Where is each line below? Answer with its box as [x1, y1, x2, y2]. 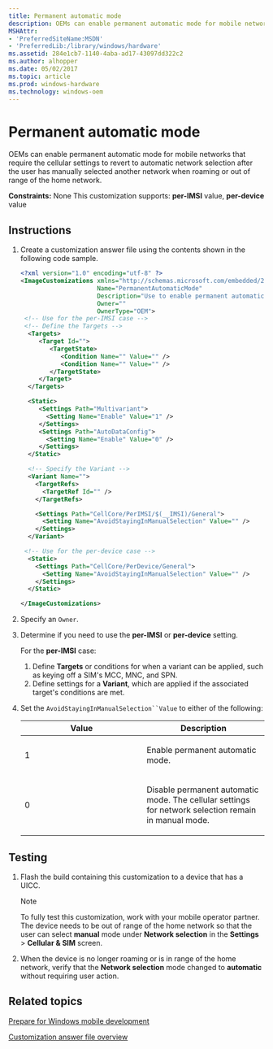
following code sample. [19, 254, 99, 263]
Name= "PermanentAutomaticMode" [97, 284, 203, 293]
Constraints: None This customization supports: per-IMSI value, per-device [8, 191, 265, 201]
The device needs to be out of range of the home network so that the [19, 921, 253, 930]
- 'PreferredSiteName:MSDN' [8, 34, 104, 43]
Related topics [8, 995, 83, 1008]
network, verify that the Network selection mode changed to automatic [19, 962, 262, 972]
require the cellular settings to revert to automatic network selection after [8, 158, 253, 168]
